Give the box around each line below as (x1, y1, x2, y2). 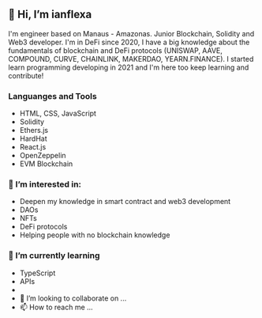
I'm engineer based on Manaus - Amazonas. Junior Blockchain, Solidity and (8, 28, 255, 38)
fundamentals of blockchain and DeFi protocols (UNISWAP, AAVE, (8, 45, 223, 55)
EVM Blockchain (19, 159, 73, 168)
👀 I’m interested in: (8, 179, 81, 190)
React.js (19, 142, 47, 152)
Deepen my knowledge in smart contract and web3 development (19, 197, 231, 206)
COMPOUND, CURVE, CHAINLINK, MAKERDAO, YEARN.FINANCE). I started (8, 54, 254, 63)
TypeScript (19, 268, 56, 278)
